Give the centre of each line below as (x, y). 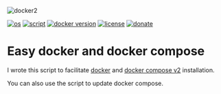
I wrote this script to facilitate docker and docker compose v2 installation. (111, 70)
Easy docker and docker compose (106, 51)
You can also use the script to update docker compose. (85, 83)
